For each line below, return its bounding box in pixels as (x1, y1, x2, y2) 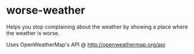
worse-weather (6, 4, 85, 17)
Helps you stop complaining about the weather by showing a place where (6, 23, 188, 30)
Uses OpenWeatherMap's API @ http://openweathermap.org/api (6, 41, 166, 48)
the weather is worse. (6, 29, 60, 36)
